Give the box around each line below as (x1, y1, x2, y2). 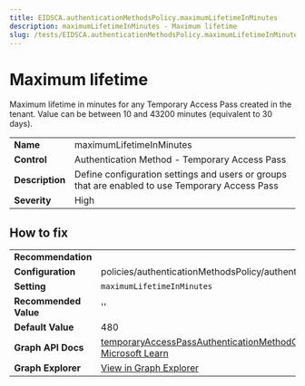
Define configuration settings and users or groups (74, 169, 288, 181)
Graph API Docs (14, 342, 84, 354)
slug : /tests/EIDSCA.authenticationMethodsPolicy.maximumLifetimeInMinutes (9, 30, 302, 39)
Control (14, 153, 47, 166)
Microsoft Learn (101, 347, 170, 360)
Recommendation (14, 251, 93, 264)
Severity (14, 194, 52, 207)
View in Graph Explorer (101, 362, 200, 374)
